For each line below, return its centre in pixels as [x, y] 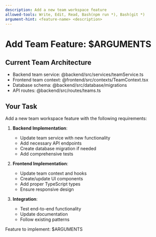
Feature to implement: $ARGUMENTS [44, 229]
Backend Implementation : [40, 128]
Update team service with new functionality [65, 138]
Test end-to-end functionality [51, 209]
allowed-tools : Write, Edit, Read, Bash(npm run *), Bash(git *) [75, 15]
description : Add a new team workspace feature [56, 10]
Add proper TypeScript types [50, 184]
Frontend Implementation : [40, 164]
